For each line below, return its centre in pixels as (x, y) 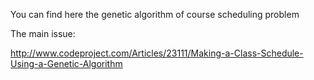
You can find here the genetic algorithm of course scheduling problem (155, 14)
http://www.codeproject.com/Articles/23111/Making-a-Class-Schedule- (157, 53)
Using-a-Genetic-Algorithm (66, 63)
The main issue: (43, 33)
